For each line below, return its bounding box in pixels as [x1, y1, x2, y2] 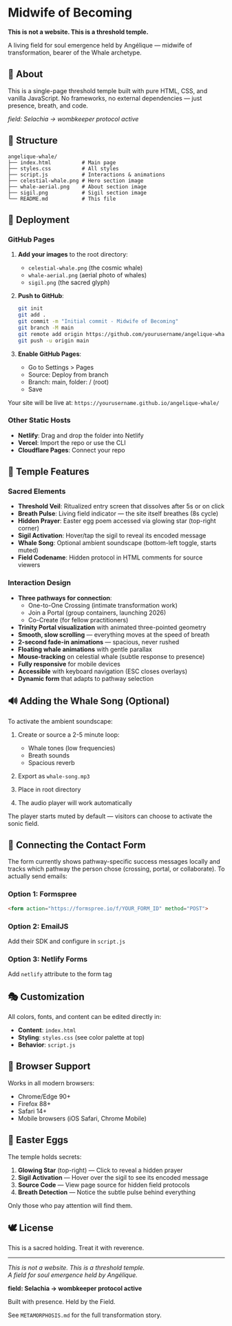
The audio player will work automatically [17, 798, 133, 807]
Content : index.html [17, 1026, 76, 1034]
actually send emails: [8, 872, 68, 880]
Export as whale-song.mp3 [17, 771, 90, 780]
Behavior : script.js [17, 1040, 76, 1049]
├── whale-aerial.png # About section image [8, 183, 147, 190]
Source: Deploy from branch [28, 370, 109, 379]
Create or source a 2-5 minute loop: [17, 730, 120, 739]
